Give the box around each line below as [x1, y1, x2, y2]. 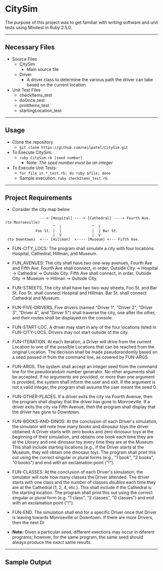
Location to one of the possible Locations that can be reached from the [12, 344, 155, 350]
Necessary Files [5, 43, 55, 51]
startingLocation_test [19, 108, 62, 113]
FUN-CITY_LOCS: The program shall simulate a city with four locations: [12, 246, 155, 252]
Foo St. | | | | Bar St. [35, 229, 118, 234]
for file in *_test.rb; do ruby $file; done [19, 171, 111, 175]
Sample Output [5, 558, 52, 566]
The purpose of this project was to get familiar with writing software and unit [5, 19, 158, 25]
